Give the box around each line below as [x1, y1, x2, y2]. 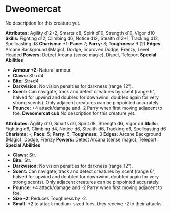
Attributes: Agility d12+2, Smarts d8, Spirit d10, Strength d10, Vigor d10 [5, 30, 155, 36]
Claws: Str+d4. [12, 72, 45, 78]
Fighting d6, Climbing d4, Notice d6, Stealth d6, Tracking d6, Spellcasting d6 [5, 126, 166, 132]
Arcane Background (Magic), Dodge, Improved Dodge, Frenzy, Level [5, 46, 150, 52]
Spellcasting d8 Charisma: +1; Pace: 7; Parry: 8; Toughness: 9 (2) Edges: [5, 40, 162, 46]
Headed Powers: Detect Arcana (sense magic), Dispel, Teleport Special [5, 52, 157, 58]
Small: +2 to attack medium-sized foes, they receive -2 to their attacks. [12, 200, 163, 207]
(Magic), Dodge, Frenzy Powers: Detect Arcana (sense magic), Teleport [5, 136, 157, 143]
